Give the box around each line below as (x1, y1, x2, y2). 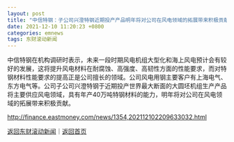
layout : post (7, 10, 45, 17)
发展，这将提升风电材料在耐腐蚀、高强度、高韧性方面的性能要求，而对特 (19, 64, 227, 73)
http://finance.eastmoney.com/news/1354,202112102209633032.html (7, 113, 208, 121)
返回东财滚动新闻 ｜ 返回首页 (7, 127, 87, 136)
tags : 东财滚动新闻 (7, 36, 58, 43)
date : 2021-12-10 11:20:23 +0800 (7, 23, 104, 30)
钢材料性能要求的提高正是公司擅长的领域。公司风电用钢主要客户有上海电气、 (7, 73, 227, 82)
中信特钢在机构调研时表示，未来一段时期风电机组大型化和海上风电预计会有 (7, 56, 221, 64)
